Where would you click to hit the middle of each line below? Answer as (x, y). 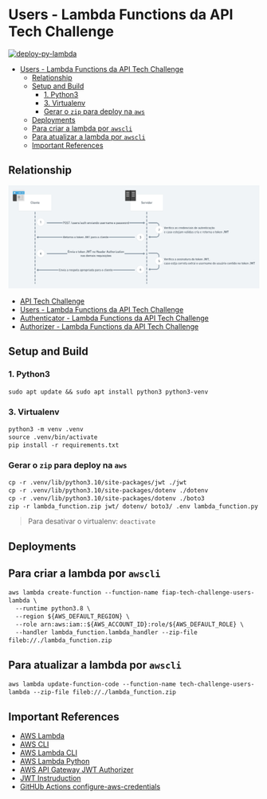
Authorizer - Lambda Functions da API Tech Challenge (109, 326)
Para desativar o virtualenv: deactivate (92, 521)
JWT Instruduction (50, 778)
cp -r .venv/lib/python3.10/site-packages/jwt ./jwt (98, 483)
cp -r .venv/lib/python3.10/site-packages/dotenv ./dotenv (108, 491)
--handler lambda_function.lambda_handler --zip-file (106, 633)
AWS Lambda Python (55, 762)
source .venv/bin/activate (53, 437)
